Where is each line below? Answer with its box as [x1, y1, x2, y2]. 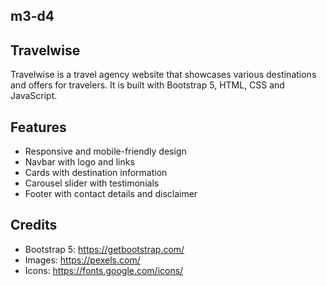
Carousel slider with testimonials [24, 177, 160, 189]
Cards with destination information [24, 167, 168, 179]
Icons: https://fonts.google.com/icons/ [24, 264, 184, 276]
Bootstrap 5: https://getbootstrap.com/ [24, 243, 185, 255]
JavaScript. [10, 90, 58, 102]
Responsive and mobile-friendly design [24, 145, 187, 158]
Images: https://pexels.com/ [24, 254, 141, 266]
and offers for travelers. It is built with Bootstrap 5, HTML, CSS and [10, 79, 285, 91]
